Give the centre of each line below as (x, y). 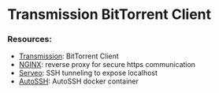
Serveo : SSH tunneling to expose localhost (88, 73)
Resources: (30, 39)
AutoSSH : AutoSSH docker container (78, 81)
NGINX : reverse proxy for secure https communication (107, 65)
